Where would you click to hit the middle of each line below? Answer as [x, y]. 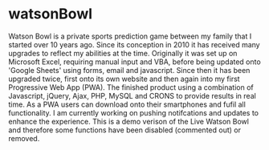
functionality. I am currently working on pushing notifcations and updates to [134, 112]
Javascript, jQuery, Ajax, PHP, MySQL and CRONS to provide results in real [132, 95]
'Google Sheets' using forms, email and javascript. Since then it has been [129, 70]
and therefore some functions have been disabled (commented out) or [124, 130]
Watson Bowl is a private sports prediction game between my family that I [130, 36]
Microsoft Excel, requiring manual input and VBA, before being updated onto [134, 62]
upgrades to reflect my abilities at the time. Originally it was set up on [123, 53]
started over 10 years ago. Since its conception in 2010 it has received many [134, 44]
